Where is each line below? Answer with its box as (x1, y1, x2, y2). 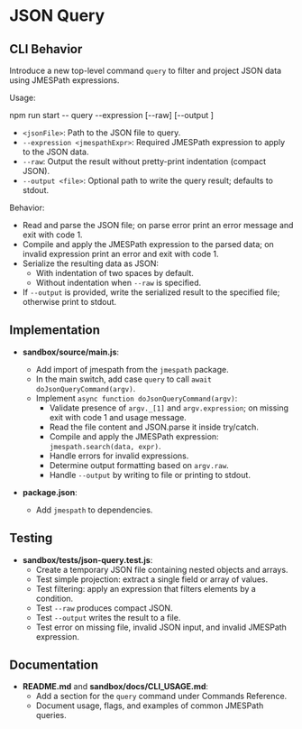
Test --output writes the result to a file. (35, 612, 181, 623)
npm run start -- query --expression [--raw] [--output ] (9, 110, 215, 120)
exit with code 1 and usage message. (49, 411, 187, 422)
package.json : (22, 486, 78, 497)
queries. (35, 710, 67, 721)
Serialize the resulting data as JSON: (22, 258, 160, 269)
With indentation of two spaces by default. (35, 268, 194, 278)
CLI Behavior (9, 42, 83, 57)
